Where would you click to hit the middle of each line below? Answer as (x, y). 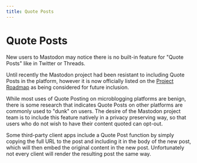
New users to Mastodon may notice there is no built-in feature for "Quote (95, 57)
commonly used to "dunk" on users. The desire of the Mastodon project (93, 111)
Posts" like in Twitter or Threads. (46, 63)
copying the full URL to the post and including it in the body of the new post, (99, 141)
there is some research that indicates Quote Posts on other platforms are (94, 105)
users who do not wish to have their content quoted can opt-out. (85, 124)
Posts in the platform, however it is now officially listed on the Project (90, 81)
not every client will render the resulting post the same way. (79, 154)
